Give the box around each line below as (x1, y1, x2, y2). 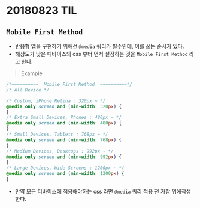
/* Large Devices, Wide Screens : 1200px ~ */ (6, 165, 125, 171)
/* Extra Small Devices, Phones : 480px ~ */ (6, 115, 122, 121)
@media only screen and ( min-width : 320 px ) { (6, 103, 122, 109)
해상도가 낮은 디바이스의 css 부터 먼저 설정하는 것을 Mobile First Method (14, 50, 188, 57)
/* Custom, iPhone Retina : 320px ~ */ (6, 97, 106, 104)
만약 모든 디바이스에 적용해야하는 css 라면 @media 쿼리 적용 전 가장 (14, 188, 171, 195)
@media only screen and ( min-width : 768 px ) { (6, 136, 122, 143)
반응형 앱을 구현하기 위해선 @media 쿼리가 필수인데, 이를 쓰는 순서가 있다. (14, 43, 184, 50)
